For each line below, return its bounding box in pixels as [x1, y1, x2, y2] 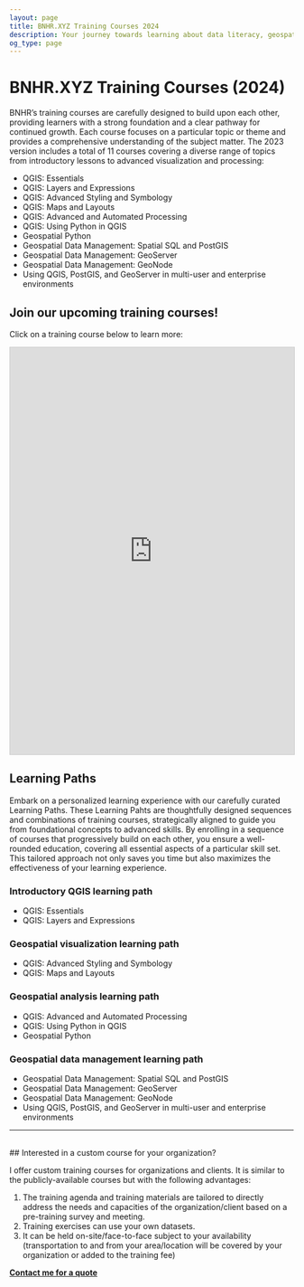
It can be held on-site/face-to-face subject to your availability [22, 1231, 252, 1241]
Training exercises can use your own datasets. [22, 1221, 196, 1231]
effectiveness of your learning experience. [9, 862, 167, 873]
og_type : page [9, 38, 63, 48]
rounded [9, 843, 41, 854]
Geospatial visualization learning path [9, 938, 180, 951]
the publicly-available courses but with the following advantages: [9, 1175, 252, 1185]
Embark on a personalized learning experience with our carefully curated [9, 795, 281, 806]
